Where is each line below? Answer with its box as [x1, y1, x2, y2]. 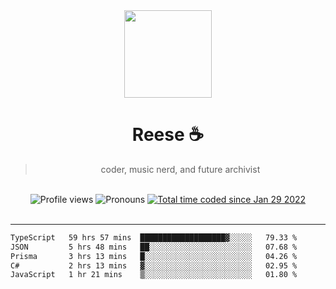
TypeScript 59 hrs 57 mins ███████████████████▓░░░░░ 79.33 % [10, 232, 298, 243]
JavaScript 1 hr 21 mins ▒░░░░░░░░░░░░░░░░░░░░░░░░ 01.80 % [10, 270, 298, 280]
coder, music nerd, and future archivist [100, 163, 261, 175]
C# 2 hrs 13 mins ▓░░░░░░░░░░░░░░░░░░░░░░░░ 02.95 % [10, 260, 298, 271]
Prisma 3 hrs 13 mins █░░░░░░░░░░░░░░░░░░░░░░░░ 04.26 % [10, 251, 298, 261]
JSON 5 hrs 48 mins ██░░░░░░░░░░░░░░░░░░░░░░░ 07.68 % [10, 242, 298, 252]
